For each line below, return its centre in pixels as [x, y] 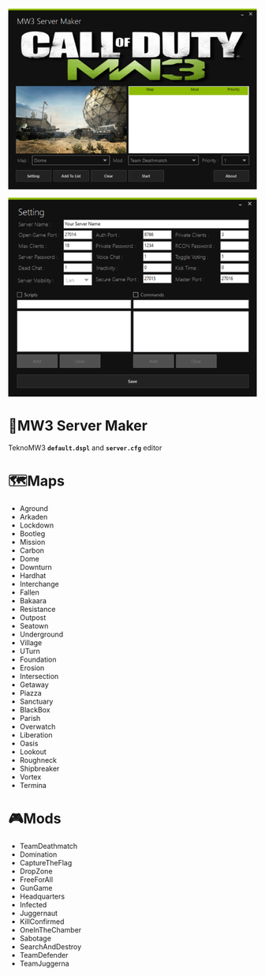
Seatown [34, 625]
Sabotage [35, 938]
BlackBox [35, 709]
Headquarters [42, 896]
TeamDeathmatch [49, 846]
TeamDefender [44, 955]
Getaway [34, 685]
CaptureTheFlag [46, 862]
